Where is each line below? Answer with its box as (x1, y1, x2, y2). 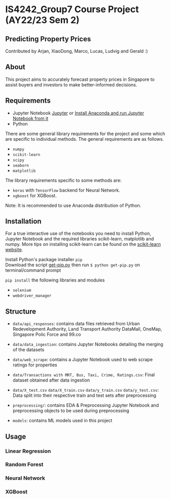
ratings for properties (12, 362, 57, 368)
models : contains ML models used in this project (12, 418, 113, 424)
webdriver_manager (12, 293, 52, 298)
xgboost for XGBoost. (12, 192, 57, 199)
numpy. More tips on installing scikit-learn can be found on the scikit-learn (5, 241, 161, 247)
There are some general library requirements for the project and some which (5, 131, 165, 137)
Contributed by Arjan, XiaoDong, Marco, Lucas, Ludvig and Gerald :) (5, 48, 148, 54)
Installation (5, 217, 42, 226)
